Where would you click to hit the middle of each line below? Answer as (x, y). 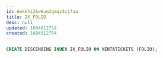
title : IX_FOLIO (26, 17)
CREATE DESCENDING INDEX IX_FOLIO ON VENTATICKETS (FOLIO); (82, 50)
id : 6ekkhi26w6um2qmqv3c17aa (42, 11)
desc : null (20, 22)
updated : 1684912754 (32, 28)
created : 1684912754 (32, 33)
